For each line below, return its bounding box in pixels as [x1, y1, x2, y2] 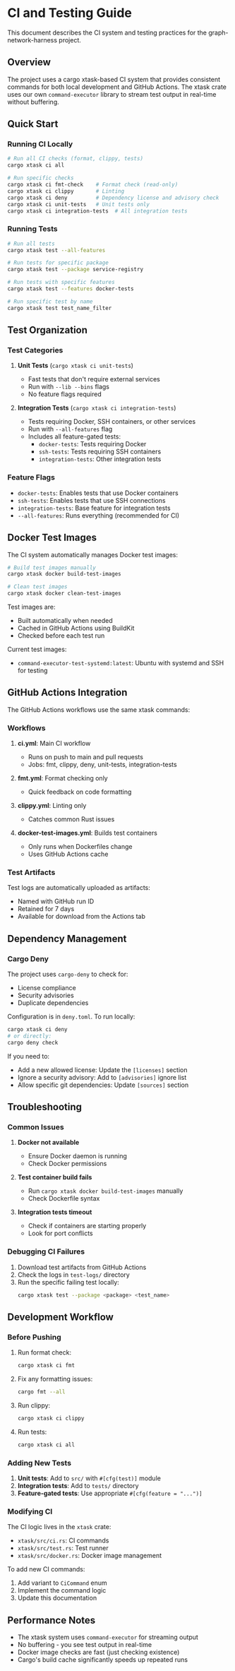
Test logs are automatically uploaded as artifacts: [7, 884, 150, 892]
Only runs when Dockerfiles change [28, 843, 133, 851]
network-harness [7, 35, 58, 44]
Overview [7, 57, 52, 69]
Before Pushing [7, 1332, 61, 1342]
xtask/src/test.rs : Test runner [17, 1544, 109, 1552]
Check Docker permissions [28, 1160, 107, 1168]
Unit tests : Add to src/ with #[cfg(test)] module [17, 1474, 161, 1482]
